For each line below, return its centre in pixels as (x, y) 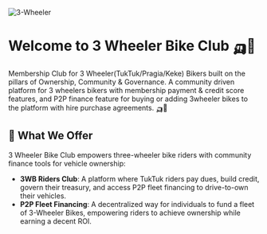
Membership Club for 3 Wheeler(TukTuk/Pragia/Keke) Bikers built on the (127, 73)
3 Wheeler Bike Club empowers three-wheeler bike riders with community (130, 154)
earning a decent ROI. (55, 221)
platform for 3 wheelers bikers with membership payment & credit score (126, 90)
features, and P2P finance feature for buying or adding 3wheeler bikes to (128, 99)
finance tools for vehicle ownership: (67, 163)
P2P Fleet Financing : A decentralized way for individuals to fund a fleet (137, 204)
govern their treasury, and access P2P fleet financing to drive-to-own (134, 187)
